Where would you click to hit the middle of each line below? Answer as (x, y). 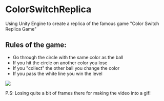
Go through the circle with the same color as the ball (68, 57)
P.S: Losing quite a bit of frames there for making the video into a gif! (78, 93)
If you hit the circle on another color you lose (60, 63)
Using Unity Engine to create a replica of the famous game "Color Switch (82, 23)
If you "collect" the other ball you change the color (66, 68)
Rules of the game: (36, 45)
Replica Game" (21, 29)
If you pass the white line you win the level (57, 73)
